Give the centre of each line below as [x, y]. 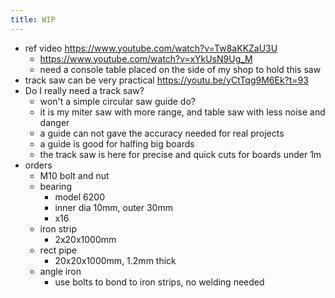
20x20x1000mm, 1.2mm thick [115, 260]
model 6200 [79, 197]
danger [54, 122]
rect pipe [58, 250]
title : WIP [33, 19]
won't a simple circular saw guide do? [117, 101]
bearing [55, 186]
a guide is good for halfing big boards [117, 143]
